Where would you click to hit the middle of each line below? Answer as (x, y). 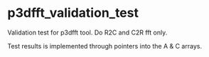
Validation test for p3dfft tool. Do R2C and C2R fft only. (87, 32)
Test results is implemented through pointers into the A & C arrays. (105, 46)
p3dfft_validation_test (73, 13)
